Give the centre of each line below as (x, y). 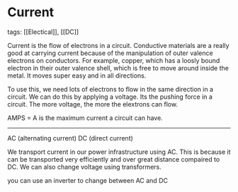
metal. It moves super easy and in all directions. (77, 76)
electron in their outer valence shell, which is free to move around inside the (118, 68)
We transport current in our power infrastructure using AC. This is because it (119, 152)
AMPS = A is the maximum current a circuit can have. (85, 118)
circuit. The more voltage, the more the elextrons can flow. (93, 104)
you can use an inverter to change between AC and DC (88, 180)
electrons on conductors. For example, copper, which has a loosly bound (114, 60)
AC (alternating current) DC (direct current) (70, 138)
